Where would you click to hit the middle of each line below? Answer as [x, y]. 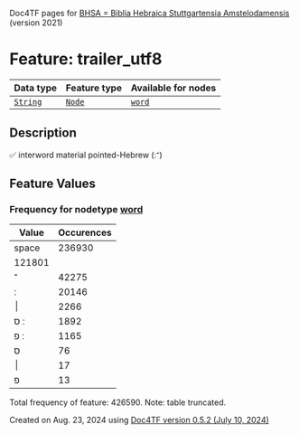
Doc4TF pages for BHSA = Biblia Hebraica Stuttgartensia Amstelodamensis [149, 13]
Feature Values [53, 184]
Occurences [85, 232]
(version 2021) [36, 23]
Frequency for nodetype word [76, 210]
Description [43, 133]
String [28, 102]
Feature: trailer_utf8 [86, 59]
